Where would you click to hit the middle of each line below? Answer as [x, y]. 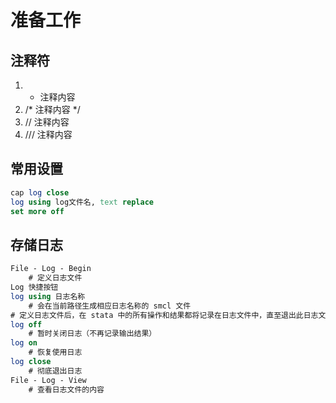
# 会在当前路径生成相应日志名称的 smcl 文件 [110, 306]
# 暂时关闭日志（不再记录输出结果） [92, 334]
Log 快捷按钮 [34, 287]
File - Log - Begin [51, 269]
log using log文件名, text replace [82, 202]
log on [24, 343]
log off [26, 324]
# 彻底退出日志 [55, 371]
